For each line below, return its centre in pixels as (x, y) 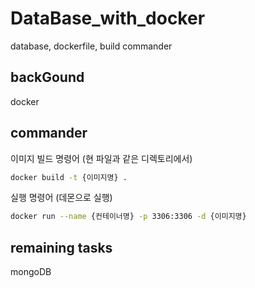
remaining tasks (61, 247)
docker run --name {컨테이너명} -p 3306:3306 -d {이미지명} (128, 217)
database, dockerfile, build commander (91, 46)
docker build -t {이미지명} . (69, 177)
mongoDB (31, 272)
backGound (47, 77)
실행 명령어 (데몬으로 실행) (61, 198)
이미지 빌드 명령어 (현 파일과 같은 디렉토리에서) (101, 158)
